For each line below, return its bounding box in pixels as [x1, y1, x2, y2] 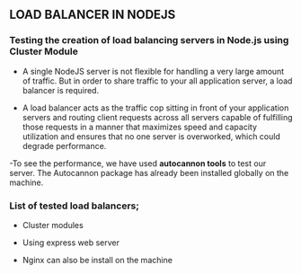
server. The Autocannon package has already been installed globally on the [9, 167, 289, 178]
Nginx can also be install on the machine [22, 254, 173, 265]
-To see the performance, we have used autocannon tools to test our [9, 157, 267, 169]
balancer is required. [22, 84, 100, 95]
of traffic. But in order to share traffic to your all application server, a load [22, 75, 293, 86]
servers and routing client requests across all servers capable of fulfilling [22, 111, 293, 122]
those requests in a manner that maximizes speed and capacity [22, 121, 258, 132]
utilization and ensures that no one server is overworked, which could [22, 130, 280, 142]
